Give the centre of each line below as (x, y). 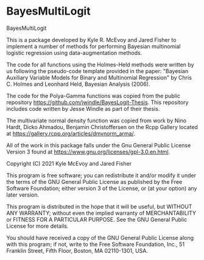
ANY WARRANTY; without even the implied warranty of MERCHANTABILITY (101, 213)
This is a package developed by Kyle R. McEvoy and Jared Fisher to (91, 40)
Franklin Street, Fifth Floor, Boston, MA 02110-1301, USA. (77, 250)
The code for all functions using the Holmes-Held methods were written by (100, 65)
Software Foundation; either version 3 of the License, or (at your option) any (102, 188)
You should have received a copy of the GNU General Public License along (100, 237)
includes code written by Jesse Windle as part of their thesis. (83, 108)
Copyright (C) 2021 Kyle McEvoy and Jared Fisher (69, 163)
